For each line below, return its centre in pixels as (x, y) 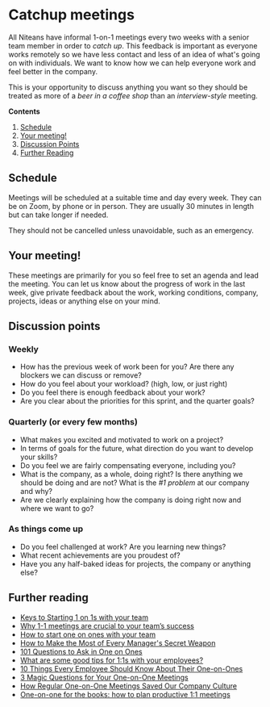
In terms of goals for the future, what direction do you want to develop (137, 448)
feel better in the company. (53, 71)
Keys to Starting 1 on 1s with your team (84, 617)
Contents (24, 111)
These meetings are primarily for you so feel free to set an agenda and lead (134, 275)
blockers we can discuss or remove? (81, 375)
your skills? (39, 457)
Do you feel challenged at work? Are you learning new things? (123, 546)
